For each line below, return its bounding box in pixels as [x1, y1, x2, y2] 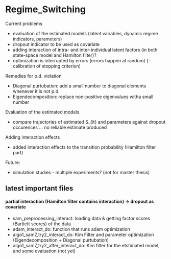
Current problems [5, 20, 42, 27]
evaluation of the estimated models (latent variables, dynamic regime [12, 30, 158, 36]
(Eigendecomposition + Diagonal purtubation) [12, 237, 109, 243]
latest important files [5, 184, 74, 193]
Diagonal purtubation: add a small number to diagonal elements [12, 83, 146, 89]
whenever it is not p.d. [12, 88, 60, 94]
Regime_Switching [5, 4, 86, 15]
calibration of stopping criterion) [12, 63, 81, 69]
